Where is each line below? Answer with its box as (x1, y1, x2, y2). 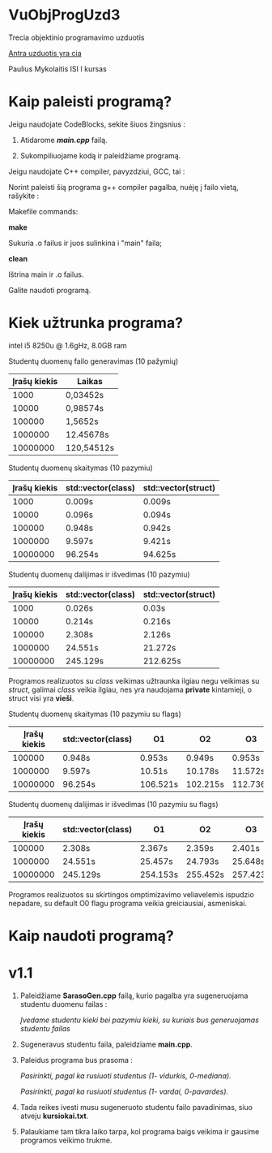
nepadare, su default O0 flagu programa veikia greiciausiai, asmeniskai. (8, 898, 248, 908)
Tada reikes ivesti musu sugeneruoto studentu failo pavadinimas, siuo (19, 1102, 253, 1112)
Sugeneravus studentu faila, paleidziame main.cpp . (19, 1039, 193, 1049)
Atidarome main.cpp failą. (19, 135, 108, 145)
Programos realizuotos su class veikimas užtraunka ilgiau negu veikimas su (8, 676, 260, 685)
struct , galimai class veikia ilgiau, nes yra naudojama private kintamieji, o (8, 684, 253, 694)
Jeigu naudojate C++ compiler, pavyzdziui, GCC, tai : (8, 166, 185, 176)
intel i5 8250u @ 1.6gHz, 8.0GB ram (8, 340, 127, 350)
